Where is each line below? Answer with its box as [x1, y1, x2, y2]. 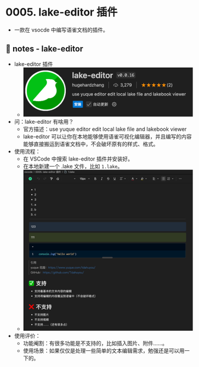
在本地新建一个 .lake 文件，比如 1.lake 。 [23, 163, 123, 170]
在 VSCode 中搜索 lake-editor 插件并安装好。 [23, 155, 133, 162]
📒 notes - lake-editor [5, 44, 84, 54]
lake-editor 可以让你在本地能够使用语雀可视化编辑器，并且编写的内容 [23, 133, 192, 140]
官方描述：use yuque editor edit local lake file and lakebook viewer [23, 126, 187, 133]
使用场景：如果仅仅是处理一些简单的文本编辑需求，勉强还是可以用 [23, 347, 185, 354]
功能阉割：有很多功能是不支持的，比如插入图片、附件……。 [23, 340, 168, 347]
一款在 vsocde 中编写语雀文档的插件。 [14, 26, 109, 33]
